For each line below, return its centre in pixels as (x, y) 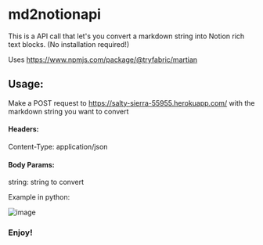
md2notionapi (55, 14)
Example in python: (39, 197)
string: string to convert (46, 182)
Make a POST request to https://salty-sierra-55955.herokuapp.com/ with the (131, 103)
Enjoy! (20, 232)
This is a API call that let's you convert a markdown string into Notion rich (126, 36)
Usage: (26, 84)
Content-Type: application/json (58, 146)
